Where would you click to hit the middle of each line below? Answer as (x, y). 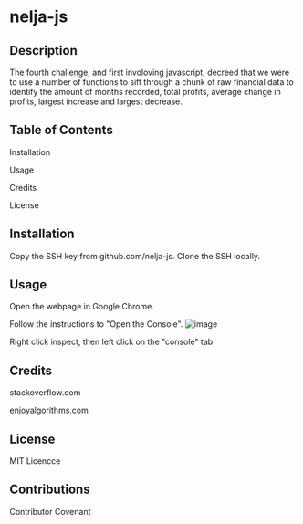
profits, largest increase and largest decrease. (96, 101)
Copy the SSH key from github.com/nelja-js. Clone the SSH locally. (135, 256)
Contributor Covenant (50, 511)
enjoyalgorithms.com (49, 410)
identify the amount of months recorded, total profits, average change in (145, 92)
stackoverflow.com (45, 393)
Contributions (50, 490)
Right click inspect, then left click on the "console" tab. (113, 342)
